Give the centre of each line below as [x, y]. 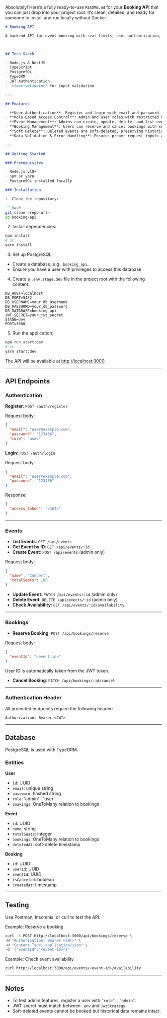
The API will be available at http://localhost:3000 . [55, 361]
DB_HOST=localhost [24, 293]
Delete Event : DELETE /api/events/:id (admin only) [65, 599]
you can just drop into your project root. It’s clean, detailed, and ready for [80, 12]
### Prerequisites [24, 163]
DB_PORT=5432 [19, 298]
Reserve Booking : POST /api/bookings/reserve [61, 633]
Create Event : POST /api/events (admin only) [59, 552]
